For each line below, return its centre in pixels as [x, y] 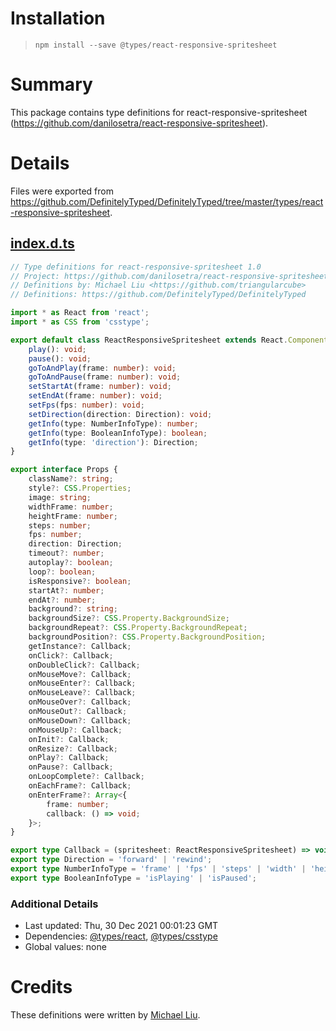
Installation [58, 18]
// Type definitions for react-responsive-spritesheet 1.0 [136, 267]
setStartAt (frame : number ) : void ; [100, 387]
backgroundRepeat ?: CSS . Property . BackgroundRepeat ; [138, 628]
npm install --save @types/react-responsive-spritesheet [156, 45]
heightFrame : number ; [73, 516]
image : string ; [60, 497]
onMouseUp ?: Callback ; [75, 730]
